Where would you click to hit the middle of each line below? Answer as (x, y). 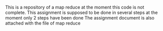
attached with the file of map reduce (43, 23)
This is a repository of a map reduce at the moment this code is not (75, 7)
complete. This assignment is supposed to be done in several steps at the (81, 12)
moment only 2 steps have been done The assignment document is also (80, 18)
